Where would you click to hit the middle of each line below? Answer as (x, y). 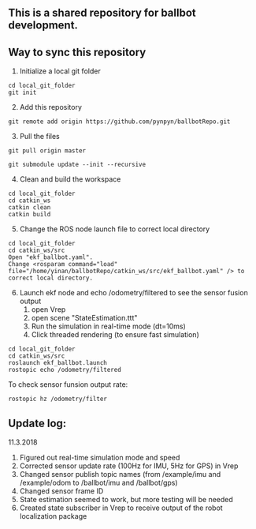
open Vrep (48, 310)
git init (22, 93)
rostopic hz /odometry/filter (58, 399)
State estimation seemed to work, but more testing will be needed (126, 500)
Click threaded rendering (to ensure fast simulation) (115, 335)
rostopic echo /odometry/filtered (65, 370)
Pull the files (40, 137)
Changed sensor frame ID (61, 491)
